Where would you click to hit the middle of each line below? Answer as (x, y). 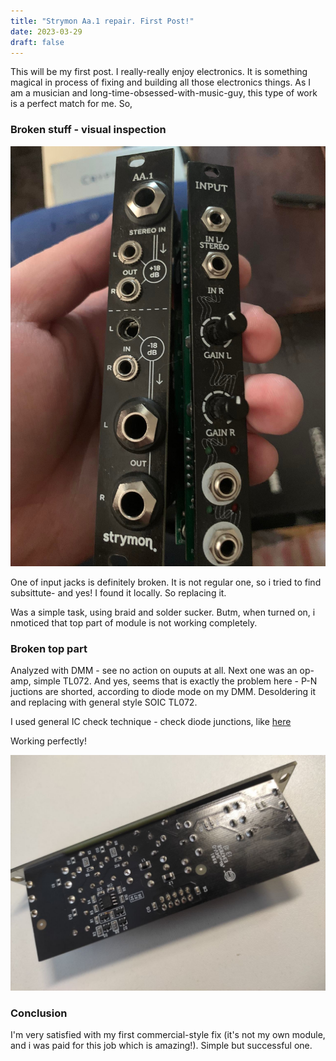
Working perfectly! (48, 741)
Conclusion (39, 1013)
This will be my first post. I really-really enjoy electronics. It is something (159, 72)
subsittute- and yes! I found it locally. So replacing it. (118, 592)
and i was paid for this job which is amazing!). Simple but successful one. (161, 1046)
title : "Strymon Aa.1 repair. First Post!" (102, 21)
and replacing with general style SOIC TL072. (104, 702)
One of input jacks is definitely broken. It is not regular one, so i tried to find (166, 582)
